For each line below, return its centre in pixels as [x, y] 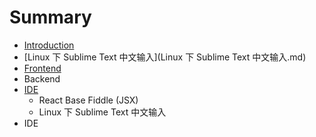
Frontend [42, 68]
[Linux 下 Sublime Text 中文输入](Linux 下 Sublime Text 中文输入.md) [165, 57]
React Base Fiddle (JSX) [88, 100]
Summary [50, 17]
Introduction [49, 45]
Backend [42, 78]
